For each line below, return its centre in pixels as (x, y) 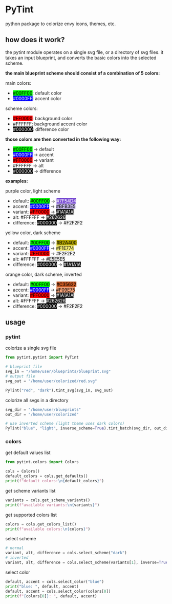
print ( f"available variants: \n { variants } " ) (52, 505)
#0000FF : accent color (37, 98)
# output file (20, 376)
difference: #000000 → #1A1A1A (47, 264)
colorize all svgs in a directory (37, 400)
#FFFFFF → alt (28, 165)
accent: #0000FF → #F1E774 (43, 248)
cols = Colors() (23, 471)
